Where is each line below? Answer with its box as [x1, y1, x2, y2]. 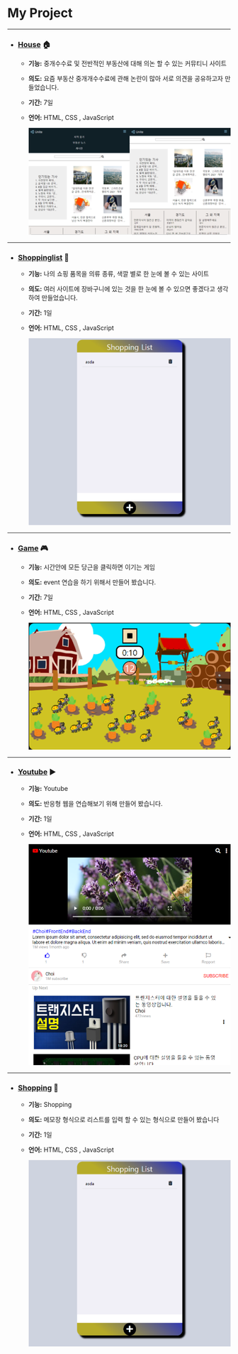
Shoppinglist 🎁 [17, 252, 69, 262]
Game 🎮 [17, 543, 48, 553]
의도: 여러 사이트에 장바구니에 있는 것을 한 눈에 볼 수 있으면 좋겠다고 [28, 285, 216, 293]
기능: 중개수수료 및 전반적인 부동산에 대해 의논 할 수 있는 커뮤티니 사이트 [28, 59, 227, 68]
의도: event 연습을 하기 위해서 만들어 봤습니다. [28, 578, 157, 586]
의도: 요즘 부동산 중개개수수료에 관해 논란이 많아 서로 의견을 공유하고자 [28, 75, 223, 83]
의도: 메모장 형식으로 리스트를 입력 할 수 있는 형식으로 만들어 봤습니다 [28, 1115, 220, 1123]
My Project [7, 5, 73, 21]
